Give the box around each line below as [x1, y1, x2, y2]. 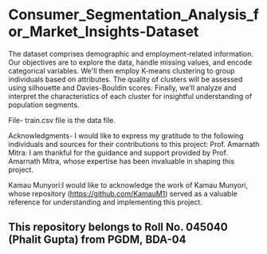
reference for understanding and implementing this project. [8, 197, 203, 207]
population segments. [8, 100, 80, 109]
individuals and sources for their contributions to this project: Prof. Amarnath [8, 139, 260, 149]
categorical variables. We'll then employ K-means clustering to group [8, 65, 235, 75]
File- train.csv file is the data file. [8, 115, 116, 125]
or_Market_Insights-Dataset [8, 22, 199, 41]
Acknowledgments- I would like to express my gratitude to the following [8, 130, 244, 141]
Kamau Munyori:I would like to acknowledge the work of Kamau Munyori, [8, 180, 249, 189]
